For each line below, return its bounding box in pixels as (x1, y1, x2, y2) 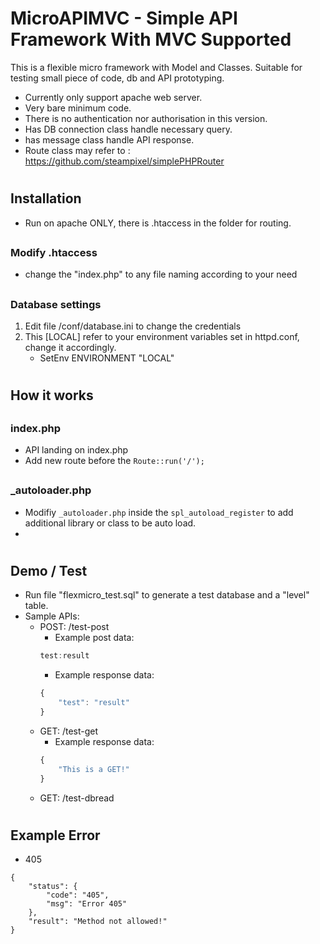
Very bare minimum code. (24, 102, 132, 114)
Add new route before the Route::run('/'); (24, 455, 205, 467)
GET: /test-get (39, 725, 99, 737)
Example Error (10, 827, 101, 844)
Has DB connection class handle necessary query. (24, 123, 233, 135)
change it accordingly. (24, 342, 117, 354)
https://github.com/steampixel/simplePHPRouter (24, 155, 225, 167)
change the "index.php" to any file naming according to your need (24, 268, 298, 281)
